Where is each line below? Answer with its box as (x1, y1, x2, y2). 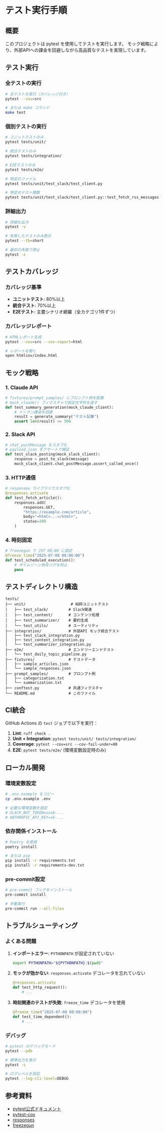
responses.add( (14, 500, 46, 505)
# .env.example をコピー (5, 792, 54, 797)
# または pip (5, 854, 30, 859)
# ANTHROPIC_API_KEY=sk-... (5, 815, 65, 820)
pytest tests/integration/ (5, 153, 62, 158)
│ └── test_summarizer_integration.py (5, 641, 92, 647)
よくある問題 (5, 938, 37, 945)
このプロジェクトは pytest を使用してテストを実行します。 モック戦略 (5, 41, 150, 47)
